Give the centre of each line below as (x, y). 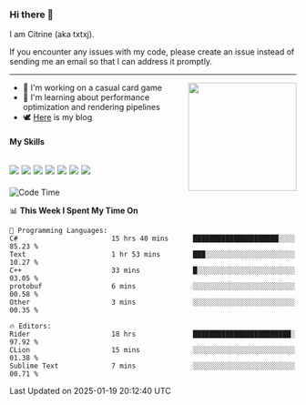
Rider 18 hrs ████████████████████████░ (153, 334)
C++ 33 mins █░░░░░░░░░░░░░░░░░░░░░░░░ (153, 270)
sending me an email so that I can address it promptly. (111, 62)
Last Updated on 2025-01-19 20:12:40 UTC (90, 390)
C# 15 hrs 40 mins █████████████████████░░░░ (153, 238)
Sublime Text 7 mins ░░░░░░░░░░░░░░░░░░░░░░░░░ (153, 366)
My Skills (27, 141)
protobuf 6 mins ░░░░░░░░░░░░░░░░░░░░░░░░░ (153, 286)
